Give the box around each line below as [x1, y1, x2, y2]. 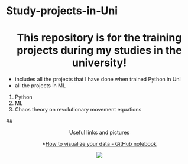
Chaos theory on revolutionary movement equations [14, 106, 142, 113]
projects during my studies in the [17, 44, 182, 57]
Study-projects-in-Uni [6, 4, 118, 18]
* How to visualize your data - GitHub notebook [42, 140, 157, 147]
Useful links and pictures [69, 129, 130, 136]
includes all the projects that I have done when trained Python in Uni [14, 76, 181, 83]
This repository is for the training [17, 31, 182, 45]
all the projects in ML [14, 82, 66, 89]
